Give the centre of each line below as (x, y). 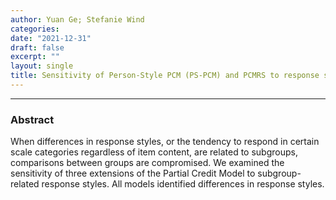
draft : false (37, 47)
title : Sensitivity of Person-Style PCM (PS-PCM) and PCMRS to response (165, 76)
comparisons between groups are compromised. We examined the (147, 163)
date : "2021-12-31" (51, 38)
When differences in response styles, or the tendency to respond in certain (165, 142)
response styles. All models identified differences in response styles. (183, 184)
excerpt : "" (35, 57)
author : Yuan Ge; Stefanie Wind (77, 19)
